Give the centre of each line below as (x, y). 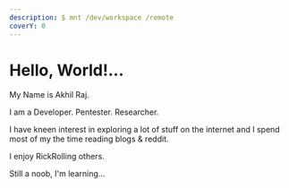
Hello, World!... (67, 70)
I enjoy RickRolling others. (57, 157)
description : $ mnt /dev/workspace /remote (92, 17)
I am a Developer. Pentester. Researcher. (84, 112)
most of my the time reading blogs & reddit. (89, 139)
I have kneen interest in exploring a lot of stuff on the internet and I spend (144, 130)
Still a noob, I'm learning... (57, 174)
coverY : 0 (28, 26)
